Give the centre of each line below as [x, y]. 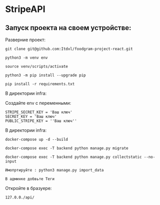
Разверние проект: [25, 40]
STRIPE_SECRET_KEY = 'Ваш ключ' [39, 112]
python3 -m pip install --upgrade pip [45, 75]
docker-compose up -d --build [37, 139]
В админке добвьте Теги [30, 179]
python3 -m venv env [27, 58]
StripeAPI [25, 9]
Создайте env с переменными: [38, 103]
